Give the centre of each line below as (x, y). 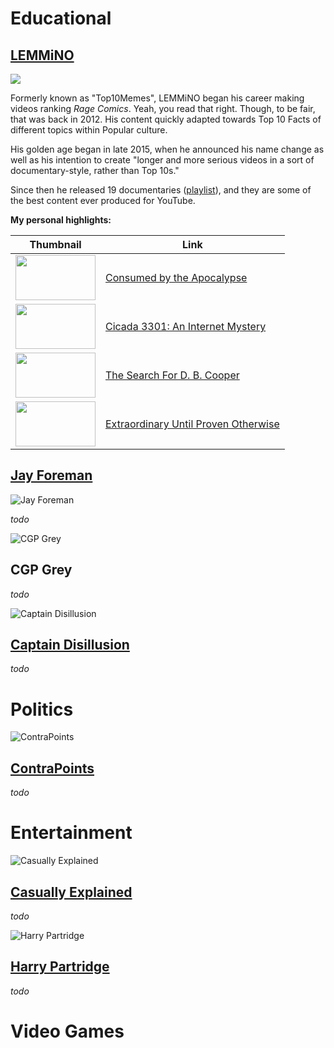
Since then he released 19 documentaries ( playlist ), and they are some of (161, 190)
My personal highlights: (61, 220)
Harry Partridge (60, 967)
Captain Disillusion (70, 645)
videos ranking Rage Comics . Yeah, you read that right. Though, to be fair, (163, 108)
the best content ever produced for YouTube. (103, 200)
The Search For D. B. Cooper (172, 375)
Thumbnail (55, 244)
